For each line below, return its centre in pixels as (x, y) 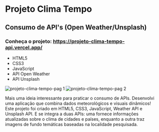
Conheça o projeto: (29, 41)
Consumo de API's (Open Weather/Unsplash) (76, 27)
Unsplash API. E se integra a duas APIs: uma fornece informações (72, 114)
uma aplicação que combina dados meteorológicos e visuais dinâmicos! (78, 103)
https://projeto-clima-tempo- (89, 41)
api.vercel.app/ (24, 47)
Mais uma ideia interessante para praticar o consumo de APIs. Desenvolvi (80, 98)
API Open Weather (31, 74)
